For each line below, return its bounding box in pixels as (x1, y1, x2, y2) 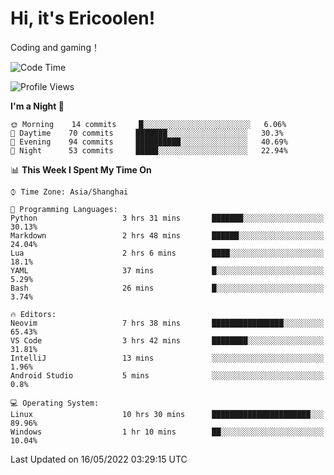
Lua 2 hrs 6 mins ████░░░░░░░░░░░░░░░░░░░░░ (10, 248, 325, 258)
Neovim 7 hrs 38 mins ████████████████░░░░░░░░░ (10, 318, 325, 328)
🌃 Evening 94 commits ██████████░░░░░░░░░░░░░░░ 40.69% (10, 137, 288, 147)
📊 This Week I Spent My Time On (10, 163, 152, 176)
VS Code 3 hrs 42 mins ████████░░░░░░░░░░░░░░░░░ (10, 335, 325, 346)
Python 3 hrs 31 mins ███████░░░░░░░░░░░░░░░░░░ (10, 213, 325, 223)
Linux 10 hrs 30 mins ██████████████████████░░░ (10, 409, 325, 419)
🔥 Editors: (10, 309, 57, 319)
